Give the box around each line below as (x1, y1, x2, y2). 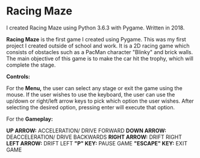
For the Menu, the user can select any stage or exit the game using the (6, 84, 183, 91)
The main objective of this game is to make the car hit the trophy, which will (6, 55, 194, 62)
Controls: (6, 73, 31, 80)
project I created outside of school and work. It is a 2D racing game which (6, 42, 190, 49)
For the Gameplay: (6, 115, 53, 123)
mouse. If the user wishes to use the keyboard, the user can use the (6, 91, 175, 98)
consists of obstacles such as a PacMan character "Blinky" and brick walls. (6, 48, 193, 55)
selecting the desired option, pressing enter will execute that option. (6, 103, 175, 111)
